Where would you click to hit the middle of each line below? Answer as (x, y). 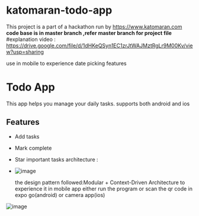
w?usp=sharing (25, 51)
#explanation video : (31, 39)
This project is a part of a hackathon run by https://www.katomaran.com (94, 27)
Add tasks (27, 136)
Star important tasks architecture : (57, 159)
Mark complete (33, 148)
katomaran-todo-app (59, 10)
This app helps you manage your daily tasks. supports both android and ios (98, 104)
